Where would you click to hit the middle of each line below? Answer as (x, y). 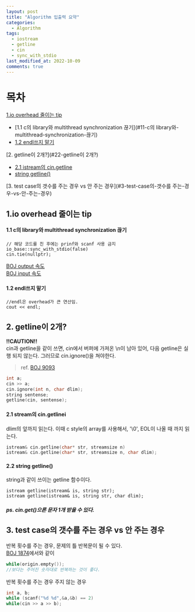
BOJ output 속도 (26, 266)
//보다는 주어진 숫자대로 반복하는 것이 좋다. (53, 570)
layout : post (22, 12)
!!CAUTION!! (22, 341)
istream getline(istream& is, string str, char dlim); (75, 496)
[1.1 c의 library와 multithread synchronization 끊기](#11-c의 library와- (97, 127)
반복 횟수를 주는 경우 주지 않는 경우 (46, 581)
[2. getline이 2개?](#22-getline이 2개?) (52, 155)
